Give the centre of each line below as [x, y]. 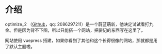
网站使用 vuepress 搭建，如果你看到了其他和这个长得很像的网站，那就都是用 [81, 40]
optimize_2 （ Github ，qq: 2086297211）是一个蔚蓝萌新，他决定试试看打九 [79, 24]
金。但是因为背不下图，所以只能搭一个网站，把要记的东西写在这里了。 [75, 30]
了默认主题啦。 [20, 46]
